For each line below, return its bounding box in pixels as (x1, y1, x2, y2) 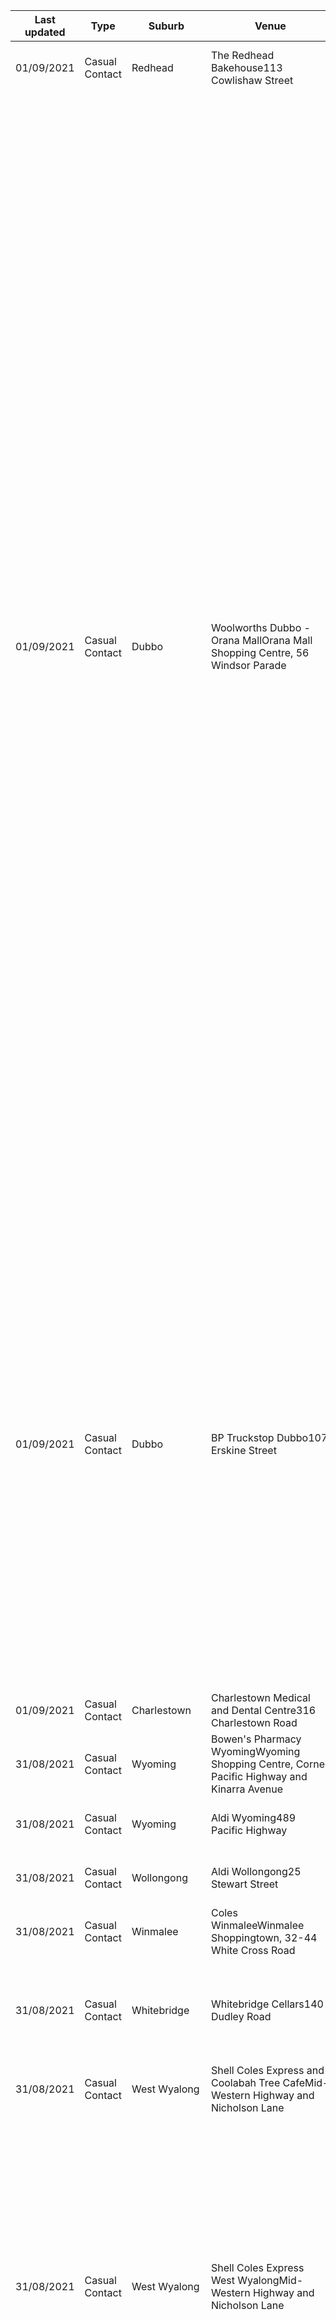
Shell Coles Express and (210, 2064, 325, 2077)
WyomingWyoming (210, 1745, 301, 1758)
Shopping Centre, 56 (210, 646, 310, 659)
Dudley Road (210, 2010, 272, 2023)
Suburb (148, 19, 185, 33)
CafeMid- (282, 2076, 330, 2089)
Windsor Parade (210, 659, 287, 672)
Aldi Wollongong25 (210, 1865, 302, 1878)
